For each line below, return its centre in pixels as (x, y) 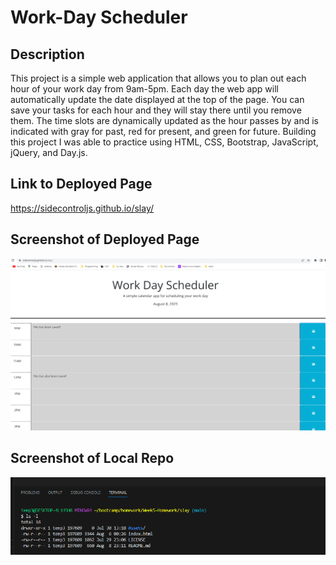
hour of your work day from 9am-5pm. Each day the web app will (144, 89)
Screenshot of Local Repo (92, 458)
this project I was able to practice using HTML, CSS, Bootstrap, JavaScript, (164, 142)
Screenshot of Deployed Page (105, 239)
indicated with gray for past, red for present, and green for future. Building (163, 131)
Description (47, 54)
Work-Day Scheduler (99, 17)
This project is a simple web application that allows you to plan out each (158, 78)
